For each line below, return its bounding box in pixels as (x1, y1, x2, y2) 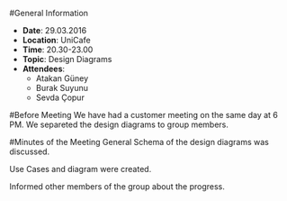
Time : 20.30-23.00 (22, 44, 94, 55)
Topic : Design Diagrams (22, 54, 112, 64)
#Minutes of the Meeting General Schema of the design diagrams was (9, 137, 270, 147)
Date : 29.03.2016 (22, 25, 87, 35)
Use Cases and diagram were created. (9, 164, 152, 174)
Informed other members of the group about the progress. (9, 181, 225, 192)
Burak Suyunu (35, 83, 88, 93)
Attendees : (22, 63, 66, 74)
